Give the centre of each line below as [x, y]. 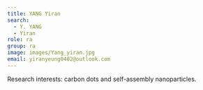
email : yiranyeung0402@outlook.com [59, 59]
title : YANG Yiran [34, 14]
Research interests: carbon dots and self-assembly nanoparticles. [102, 79]
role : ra [20, 40]
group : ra [22, 46]
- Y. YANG [28, 27]
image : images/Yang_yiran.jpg [51, 53]
